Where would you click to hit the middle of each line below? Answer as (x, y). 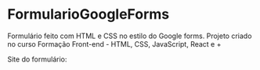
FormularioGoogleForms (88, 14)
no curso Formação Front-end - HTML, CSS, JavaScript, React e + (114, 44)
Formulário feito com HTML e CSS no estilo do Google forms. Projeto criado (130, 36)
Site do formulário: (37, 59)
